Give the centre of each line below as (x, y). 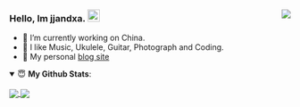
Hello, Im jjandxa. (47, 18)
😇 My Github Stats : (54, 74)
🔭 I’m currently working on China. (83, 38)
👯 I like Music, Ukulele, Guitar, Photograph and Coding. (123, 47)
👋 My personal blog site (66, 57)
